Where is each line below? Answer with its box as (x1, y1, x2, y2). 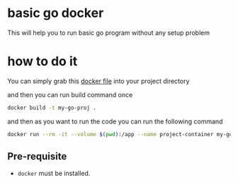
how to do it (7, 53, 78, 70)
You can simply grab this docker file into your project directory (7, 77, 190, 85)
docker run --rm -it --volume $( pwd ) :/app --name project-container (7, 131, 214, 138)
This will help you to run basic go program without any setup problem (7, 28, 210, 37)
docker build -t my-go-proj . (7, 104, 97, 111)
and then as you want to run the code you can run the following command (7, 117, 223, 126)
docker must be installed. (17, 169, 91, 178)
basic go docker (7, 5, 104, 21)
